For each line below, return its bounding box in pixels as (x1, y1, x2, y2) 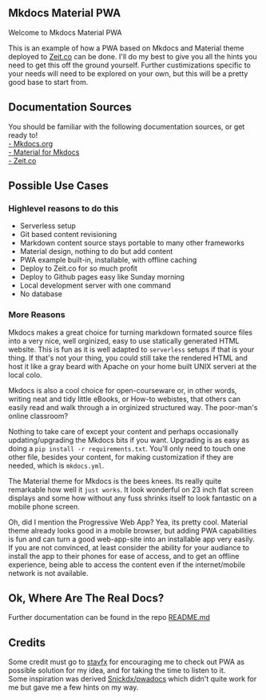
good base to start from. (8, 77, 89, 86)
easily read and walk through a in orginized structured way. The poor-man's (8, 402, 258, 412)
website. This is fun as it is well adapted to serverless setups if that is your (8, 344, 255, 354)
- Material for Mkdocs (8, 147, 80, 157)
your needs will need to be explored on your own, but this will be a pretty (8, 68, 248, 78)
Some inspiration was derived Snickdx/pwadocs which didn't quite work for (8, 674, 257, 684)
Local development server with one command (19, 280, 172, 291)
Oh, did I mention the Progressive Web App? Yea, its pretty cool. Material (8, 517, 248, 527)
